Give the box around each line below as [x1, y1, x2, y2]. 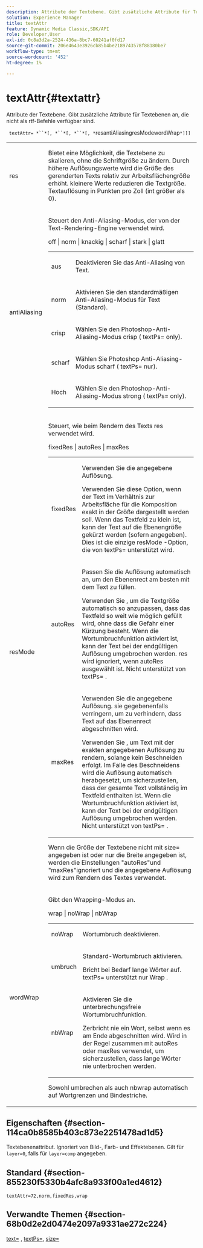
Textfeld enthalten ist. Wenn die [82, 791, 172, 800]
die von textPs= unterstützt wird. [82, 546, 174, 554]
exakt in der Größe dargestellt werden [82, 508, 189, 516]
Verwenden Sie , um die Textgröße [82, 597, 180, 605]
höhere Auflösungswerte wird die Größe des [48, 164, 174, 173]
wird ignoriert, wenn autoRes [82, 657, 164, 666]
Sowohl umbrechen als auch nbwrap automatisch [48, 1084, 188, 1092]
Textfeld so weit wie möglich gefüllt [82, 612, 182, 620]
